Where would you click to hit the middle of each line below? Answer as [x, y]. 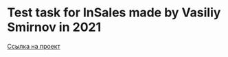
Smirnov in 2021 [54, 27]
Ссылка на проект [34, 46]
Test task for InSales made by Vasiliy [114, 13]
